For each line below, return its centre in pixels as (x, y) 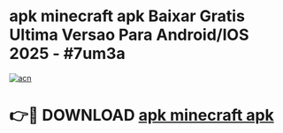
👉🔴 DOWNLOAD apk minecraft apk (141, 115)
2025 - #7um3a (67, 54)
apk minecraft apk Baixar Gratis (127, 16)
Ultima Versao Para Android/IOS (129, 35)
